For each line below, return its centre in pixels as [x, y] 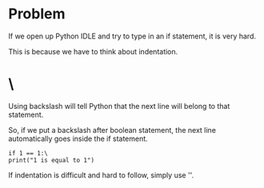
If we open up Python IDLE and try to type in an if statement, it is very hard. [132, 36]
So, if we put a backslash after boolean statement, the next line [112, 130]
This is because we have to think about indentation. [93, 51]
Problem [37, 14]
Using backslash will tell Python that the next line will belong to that [119, 106]
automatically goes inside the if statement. [78, 138]
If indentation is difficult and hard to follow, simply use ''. [101, 175]
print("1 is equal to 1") [51, 160]
